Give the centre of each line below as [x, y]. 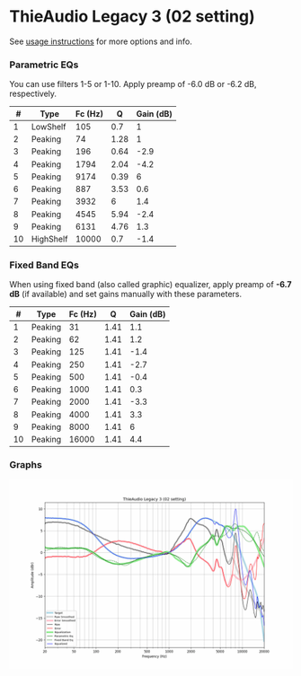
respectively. [33, 94]
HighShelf [49, 239]
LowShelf [49, 127]
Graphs [26, 465]
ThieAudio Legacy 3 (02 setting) [132, 17]
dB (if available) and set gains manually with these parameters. [126, 294]
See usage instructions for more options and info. [101, 41]
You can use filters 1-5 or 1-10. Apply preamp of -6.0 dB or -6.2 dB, [133, 84]
